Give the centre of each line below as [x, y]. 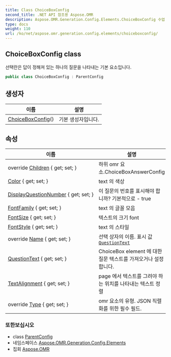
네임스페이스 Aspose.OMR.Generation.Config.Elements [69, 343]
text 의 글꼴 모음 [117, 208]
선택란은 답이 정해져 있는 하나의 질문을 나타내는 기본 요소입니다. [68, 67]
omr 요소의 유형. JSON [125, 301]
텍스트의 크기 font [119, 218]
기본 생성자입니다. [79, 119]
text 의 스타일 [114, 227]
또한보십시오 [20, 325]
